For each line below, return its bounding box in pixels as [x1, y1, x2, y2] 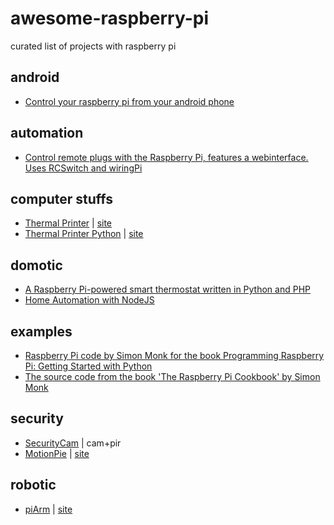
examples [10, 323, 73, 340]
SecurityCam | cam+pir [24, 437, 122, 449]
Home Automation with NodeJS [24, 294, 155, 306]
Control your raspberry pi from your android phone [24, 95, 235, 107]
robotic [10, 477, 57, 494]
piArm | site [24, 503, 73, 515]
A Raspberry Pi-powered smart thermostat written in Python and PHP [24, 283, 311, 296]
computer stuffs [10, 190, 113, 207]
